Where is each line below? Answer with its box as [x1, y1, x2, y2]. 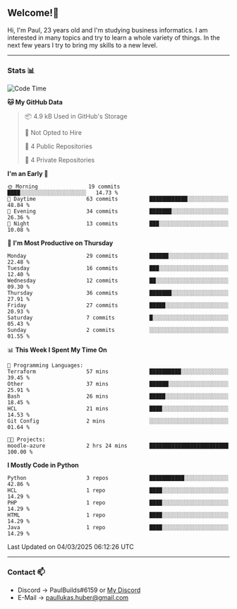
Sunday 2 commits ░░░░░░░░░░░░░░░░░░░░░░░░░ [7, 326, 229, 334]
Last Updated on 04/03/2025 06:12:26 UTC [7, 543, 134, 551]
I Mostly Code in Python [7, 461, 79, 470]
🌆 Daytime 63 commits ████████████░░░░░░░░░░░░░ [7, 196, 229, 203]
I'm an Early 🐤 [7, 170, 49, 178]
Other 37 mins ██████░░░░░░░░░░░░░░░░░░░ [7, 381, 229, 388]
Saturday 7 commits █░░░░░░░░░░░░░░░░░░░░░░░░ [7, 314, 229, 321]
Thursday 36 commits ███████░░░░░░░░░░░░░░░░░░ [7, 290, 229, 297]
